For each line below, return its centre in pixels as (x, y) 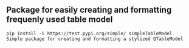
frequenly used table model (60, 20)
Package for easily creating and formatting (89, 10)
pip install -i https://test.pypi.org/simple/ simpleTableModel (89, 33)
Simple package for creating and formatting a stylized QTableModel (95, 39)
